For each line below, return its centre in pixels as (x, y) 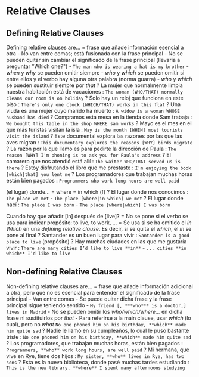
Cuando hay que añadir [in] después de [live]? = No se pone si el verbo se (97, 216)
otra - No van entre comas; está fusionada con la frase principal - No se (94, 54)
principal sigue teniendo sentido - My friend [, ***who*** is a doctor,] (96, 305)
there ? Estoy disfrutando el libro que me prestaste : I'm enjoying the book (99, 168)
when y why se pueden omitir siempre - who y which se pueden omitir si (95, 72)
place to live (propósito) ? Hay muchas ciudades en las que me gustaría (97, 242)
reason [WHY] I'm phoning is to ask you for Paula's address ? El (89, 155)
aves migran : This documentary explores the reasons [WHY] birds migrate (99, 142)
